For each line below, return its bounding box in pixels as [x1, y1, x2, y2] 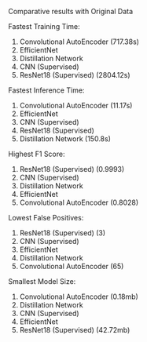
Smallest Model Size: [8, 277, 76, 286]
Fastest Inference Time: [8, 85, 85, 95]
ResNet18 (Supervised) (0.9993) [19, 165, 125, 173]
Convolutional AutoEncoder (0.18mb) [19, 292, 139, 301]
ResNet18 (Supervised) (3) [19, 228, 106, 238]
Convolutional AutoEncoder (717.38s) [19, 37, 140, 46]
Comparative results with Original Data [8, 7, 134, 16]
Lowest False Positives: [8, 213, 84, 222]
